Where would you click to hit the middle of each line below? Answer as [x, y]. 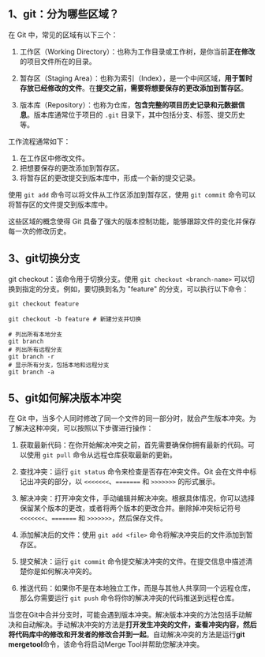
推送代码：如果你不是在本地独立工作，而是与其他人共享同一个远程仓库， [137, 588]
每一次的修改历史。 [39, 231]
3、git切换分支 [44, 259]
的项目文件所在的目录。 [58, 61]
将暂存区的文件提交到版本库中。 [60, 205]
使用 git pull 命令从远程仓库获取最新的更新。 [101, 455]
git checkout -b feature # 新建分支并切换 [75, 319]
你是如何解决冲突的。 [61, 572]
